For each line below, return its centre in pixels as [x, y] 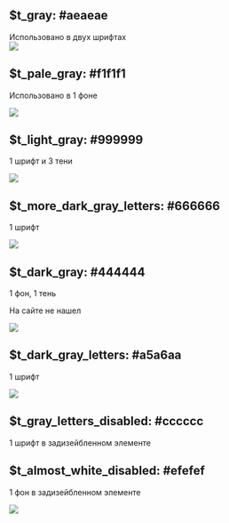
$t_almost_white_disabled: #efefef [107, 471]
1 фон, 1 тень [32, 294]
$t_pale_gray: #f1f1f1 [67, 74]
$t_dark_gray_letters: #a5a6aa [95, 355]
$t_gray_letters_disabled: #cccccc [107, 421]
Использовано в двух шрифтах [68, 36]
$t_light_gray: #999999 [76, 140]
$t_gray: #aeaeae [59, 16]
